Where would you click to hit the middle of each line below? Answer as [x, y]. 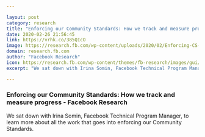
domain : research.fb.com [38, 51]
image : [15, 46]
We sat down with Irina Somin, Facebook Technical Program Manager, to [98, 116]
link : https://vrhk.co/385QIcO [46, 40]
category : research [31, 23]
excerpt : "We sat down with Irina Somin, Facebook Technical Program [97, 68]
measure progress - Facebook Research [67, 102]
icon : [13, 62]
